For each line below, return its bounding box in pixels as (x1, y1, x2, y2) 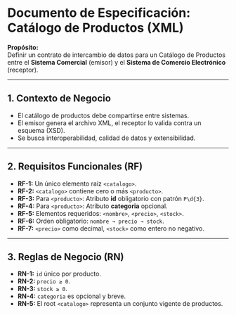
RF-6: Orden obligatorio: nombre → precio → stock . (17, 217, 165, 225)
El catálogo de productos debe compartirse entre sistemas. (17, 111, 190, 120)
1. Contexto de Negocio (7, 93, 111, 105)
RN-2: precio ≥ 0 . (17, 277, 70, 285)
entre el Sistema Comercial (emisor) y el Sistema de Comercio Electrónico (7, 58, 226, 66)
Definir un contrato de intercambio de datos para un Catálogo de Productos (7, 51, 226, 59)
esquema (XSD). (17, 126, 65, 134)
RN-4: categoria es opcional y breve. (17, 292, 126, 300)
